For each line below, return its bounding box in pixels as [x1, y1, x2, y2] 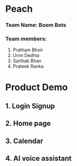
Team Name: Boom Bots [5, 22, 67, 29]
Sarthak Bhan [12, 58, 42, 64]
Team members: [5, 35, 47, 43]
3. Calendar [5, 137, 44, 145]
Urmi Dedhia [12, 52, 40, 59]
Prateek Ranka [12, 63, 44, 69]
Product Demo [5, 81, 68, 93]
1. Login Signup [5, 101, 55, 110]
